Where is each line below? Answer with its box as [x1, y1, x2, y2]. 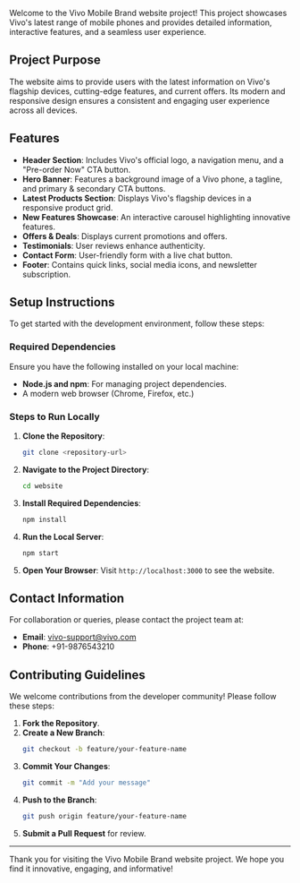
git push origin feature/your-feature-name [21, 811, 187, 820]
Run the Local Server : [21, 531, 104, 542]
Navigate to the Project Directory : [21, 464, 150, 475]
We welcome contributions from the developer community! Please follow [9, 691, 277, 702]
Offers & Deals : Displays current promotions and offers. [21, 230, 228, 241]
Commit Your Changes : [21, 761, 111, 772]
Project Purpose [9, 53, 101, 68]
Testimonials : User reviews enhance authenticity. [21, 240, 205, 251]
